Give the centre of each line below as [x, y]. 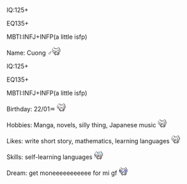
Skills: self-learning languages [50, 157]
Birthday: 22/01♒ [31, 109]
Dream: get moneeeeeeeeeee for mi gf [62, 173]
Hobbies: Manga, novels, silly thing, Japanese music [81, 125]
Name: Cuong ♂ [29, 53]
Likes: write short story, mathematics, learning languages [88, 141]
